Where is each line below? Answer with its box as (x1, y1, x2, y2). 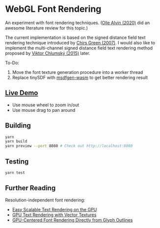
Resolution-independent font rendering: (5, 197, 85, 203)
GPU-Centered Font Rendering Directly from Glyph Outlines (12, 217, 133, 223)
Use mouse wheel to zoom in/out (12, 102, 80, 108)
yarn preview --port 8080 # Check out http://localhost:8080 (5, 144, 133, 149)
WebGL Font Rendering (5, 3, 102, 15)
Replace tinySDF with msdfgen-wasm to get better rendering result (12, 74, 148, 80)
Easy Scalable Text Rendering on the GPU (12, 206, 97, 212)
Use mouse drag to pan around (12, 107, 76, 113)
